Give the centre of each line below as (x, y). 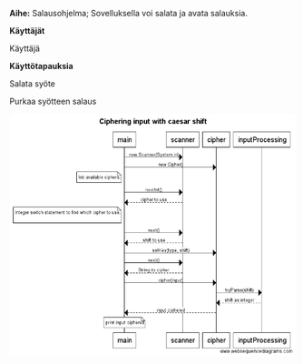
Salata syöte (33, 84)
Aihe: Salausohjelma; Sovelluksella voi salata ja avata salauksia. (128, 13)
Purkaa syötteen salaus (53, 101)
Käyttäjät (27, 30)
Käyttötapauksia (42, 66)
